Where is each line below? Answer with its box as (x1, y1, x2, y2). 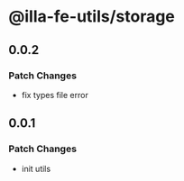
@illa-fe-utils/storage (8, 6, 175, 27)
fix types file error (21, 89, 89, 100)
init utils (21, 163, 51, 174)
